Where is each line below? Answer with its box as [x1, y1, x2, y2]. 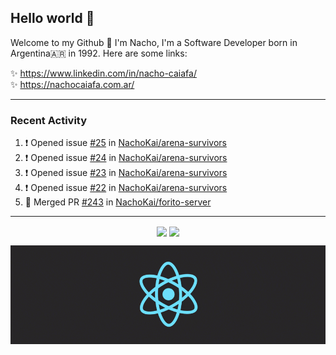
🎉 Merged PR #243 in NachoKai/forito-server [24, 196, 212, 208]
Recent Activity [10, 113, 88, 127]
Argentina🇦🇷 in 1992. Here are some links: [10, 47, 188, 59]
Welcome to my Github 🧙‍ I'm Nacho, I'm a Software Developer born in [10, 36, 298, 48]
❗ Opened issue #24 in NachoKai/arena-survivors [24, 152, 228, 164]
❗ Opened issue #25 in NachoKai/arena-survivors [24, 137, 227, 149]
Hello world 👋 [10, 10, 95, 27]
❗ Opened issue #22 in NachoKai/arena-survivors [24, 182, 228, 194]
